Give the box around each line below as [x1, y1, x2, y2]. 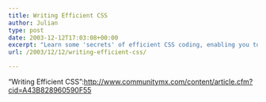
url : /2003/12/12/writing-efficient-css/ [8, 48, 147, 56]
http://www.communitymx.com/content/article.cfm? [83, 77, 253, 86]
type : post [8, 26, 44, 34]
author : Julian [8, 19, 59, 27]
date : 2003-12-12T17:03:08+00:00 [8, 33, 119, 42]
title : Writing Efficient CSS [8, 11, 108, 20]
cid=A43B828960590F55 [8, 85, 92, 95]
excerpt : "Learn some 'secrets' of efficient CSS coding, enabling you [8, 41, 249, 49]
